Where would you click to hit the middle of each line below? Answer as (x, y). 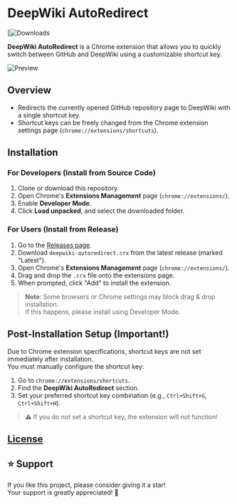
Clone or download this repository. (68, 188)
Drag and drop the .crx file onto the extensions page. (96, 275)
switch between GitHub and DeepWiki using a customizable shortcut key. (115, 54)
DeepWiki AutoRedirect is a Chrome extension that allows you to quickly (115, 46)
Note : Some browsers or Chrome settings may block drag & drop (120, 296)
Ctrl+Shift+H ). (39, 403)
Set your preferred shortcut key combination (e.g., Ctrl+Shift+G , (112, 395)
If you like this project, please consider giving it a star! (86, 485)
